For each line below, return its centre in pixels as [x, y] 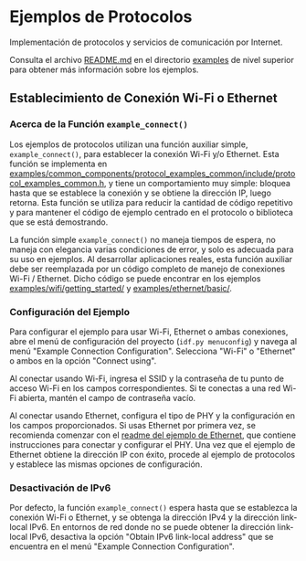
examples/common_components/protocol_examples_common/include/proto [153, 173]
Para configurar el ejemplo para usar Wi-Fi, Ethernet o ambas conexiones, [149, 332]
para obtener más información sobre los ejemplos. [104, 69]
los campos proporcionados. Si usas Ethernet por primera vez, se [132, 425]
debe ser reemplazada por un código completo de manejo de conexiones [148, 269]
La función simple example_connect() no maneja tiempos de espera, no [142, 239]
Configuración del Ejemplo [70, 312]
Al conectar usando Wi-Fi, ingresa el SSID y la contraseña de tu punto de [147, 378]
